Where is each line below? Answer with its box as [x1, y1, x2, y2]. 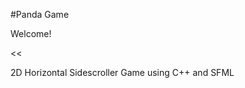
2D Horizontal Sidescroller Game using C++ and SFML [10, 67, 235, 78]
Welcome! [10, 28, 52, 39]
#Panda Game [10, 9, 70, 20]
